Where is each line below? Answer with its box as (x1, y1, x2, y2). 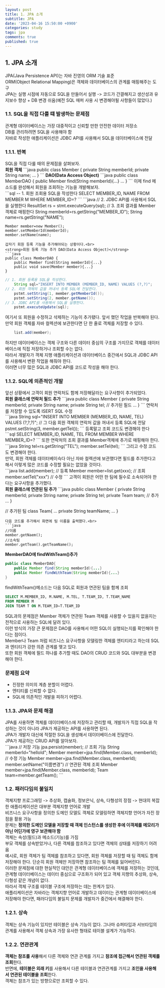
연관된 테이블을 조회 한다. (10, 972, 57, 978)
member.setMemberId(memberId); (5, 228, 69, 233)
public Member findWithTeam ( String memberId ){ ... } (14, 571, 120, 576)
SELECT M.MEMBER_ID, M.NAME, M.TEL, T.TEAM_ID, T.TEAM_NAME (5, 594, 131, 599)
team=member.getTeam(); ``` (5, 772, 64, 778)
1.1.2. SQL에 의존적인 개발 (5, 378, 63, 385)
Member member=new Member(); (5, 224, 65, 229)
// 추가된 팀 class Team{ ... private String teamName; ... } (5, 508, 119, 514)
